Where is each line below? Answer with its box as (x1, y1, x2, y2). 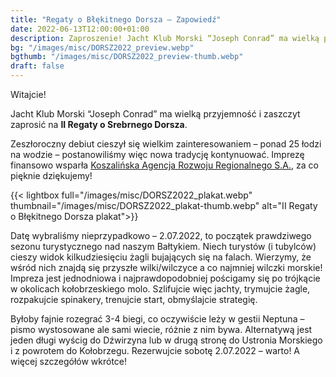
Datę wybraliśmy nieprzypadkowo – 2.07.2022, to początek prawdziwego (10, 230, 312, 241)
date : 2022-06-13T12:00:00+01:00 (10, 24, 150, 34)
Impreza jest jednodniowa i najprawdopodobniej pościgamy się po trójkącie (10, 272, 321, 284)
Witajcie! (10, 89, 47, 100)
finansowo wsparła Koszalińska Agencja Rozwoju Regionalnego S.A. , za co (10, 159, 319, 171)
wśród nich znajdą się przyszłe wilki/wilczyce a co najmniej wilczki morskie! (10, 262, 323, 273)
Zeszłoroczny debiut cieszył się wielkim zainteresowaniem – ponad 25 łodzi (10, 138, 322, 150)
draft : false (10, 61, 65, 71)
